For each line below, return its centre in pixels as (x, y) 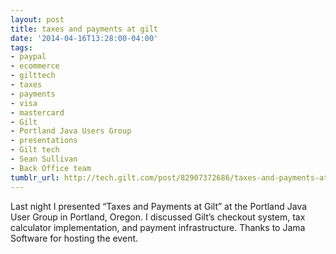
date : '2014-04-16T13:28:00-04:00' (84, 38)
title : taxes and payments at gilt (84, 29)
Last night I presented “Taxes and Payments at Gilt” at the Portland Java (159, 206)
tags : (21, 47)
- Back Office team (51, 168)
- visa (24, 103)
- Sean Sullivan (44, 159)
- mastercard (37, 112)
